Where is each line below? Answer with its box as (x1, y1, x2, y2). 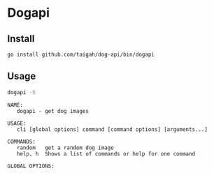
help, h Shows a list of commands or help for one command (16, 150, 196, 158)
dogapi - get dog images (16, 107, 90, 114)
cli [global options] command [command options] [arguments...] (16, 125, 208, 133)
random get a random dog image (16, 144, 114, 151)
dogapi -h (7, 89, 36, 96)
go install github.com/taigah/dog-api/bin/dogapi (7, 51, 155, 58)
